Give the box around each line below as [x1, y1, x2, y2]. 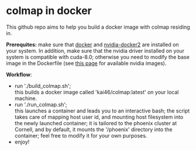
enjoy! [14, 138, 30, 145]
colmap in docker [6, 4, 92, 18]
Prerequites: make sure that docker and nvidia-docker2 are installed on [6, 41, 180, 48]
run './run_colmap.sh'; [14, 101, 67, 108]
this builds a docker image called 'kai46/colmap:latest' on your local [14, 88, 179, 95]
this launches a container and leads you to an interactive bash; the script [14, 107, 190, 114]
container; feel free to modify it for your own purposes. [14, 132, 147, 139]
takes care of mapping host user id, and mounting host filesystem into [14, 113, 184, 121]
